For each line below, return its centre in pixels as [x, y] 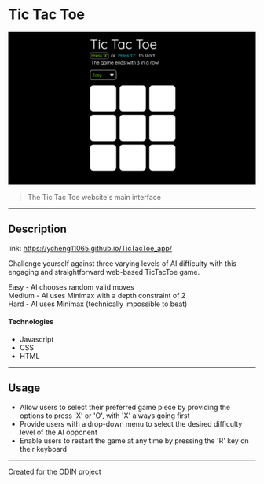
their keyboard [43, 449]
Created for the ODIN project [55, 471]
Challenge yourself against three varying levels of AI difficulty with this [123, 263]
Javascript [37, 339]
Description [37, 229]
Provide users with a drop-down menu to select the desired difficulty [131, 423]
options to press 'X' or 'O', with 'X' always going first [104, 416]
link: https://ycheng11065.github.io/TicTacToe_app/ [90, 248]
